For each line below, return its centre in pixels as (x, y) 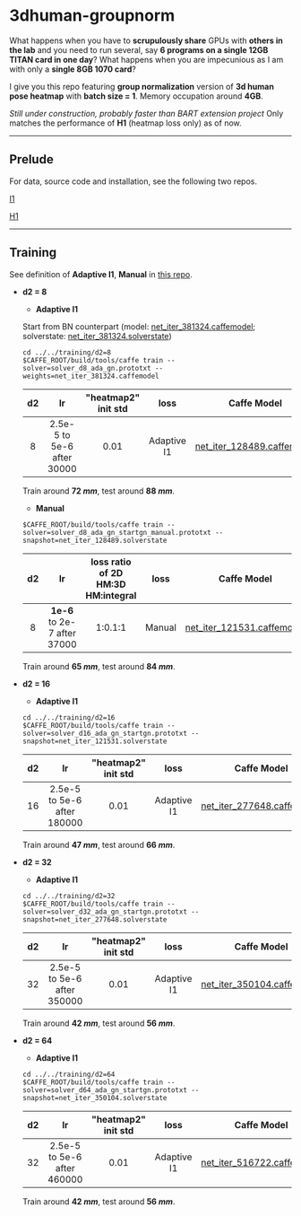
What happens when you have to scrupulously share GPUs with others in (146, 40)
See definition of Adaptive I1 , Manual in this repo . (101, 274)
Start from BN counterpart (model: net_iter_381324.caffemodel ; (139, 326)
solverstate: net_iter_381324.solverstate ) (97, 336)
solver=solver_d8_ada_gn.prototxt (86, 368)
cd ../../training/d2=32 (69, 896)
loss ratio (111, 562)
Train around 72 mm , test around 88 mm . (98, 491)
